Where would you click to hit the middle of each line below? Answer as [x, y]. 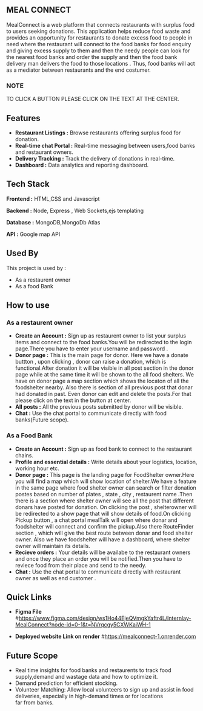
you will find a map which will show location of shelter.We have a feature [106, 481]
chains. [24, 455]
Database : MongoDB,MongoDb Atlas [53, 222]
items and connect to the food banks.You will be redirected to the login [103, 342]
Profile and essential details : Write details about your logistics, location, [106, 462]
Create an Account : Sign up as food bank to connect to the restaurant [103, 449]
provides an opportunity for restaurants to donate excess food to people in [99, 37]
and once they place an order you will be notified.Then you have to [98, 558]
